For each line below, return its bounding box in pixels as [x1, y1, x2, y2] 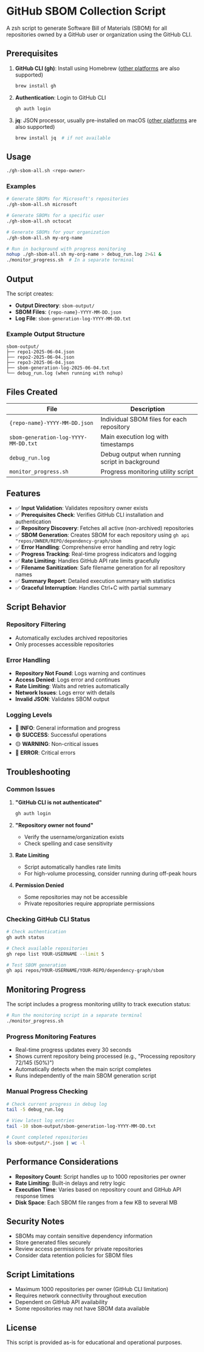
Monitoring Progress [6, 984, 86, 995]
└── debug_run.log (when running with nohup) [6, 370, 123, 376]
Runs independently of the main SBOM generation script [15, 1072, 157, 1080]
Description [130, 405, 165, 413]
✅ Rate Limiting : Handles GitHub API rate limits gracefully [15, 557, 160, 564]
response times [15, 1192, 54, 1199]
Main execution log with [100, 433, 169, 441]
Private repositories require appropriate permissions [24, 900, 155, 907]
